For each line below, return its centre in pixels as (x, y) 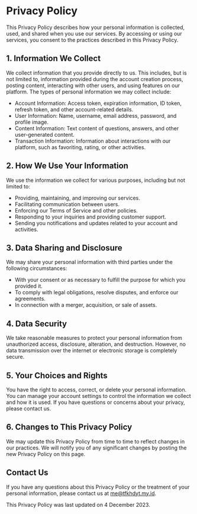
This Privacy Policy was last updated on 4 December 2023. (78, 505)
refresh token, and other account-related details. (74, 109)
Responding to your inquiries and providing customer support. (91, 217)
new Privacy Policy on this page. (46, 454)
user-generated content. (45, 134)
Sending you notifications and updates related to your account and (96, 223)
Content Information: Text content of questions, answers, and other (97, 128)
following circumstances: (37, 268)
